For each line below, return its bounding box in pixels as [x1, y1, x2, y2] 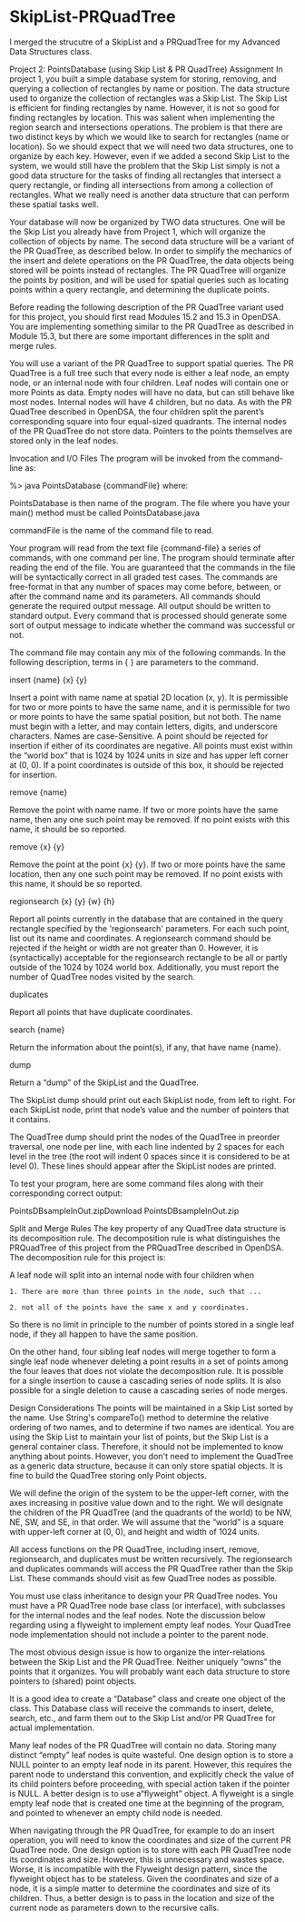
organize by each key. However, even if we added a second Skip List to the [9, 150, 290, 161]
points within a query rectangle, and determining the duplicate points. [9, 284, 270, 294]
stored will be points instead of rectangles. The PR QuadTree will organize [9, 264, 286, 275]
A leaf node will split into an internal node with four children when [9, 1270, 254, 1280]
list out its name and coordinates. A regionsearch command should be [9, 932, 271, 943]
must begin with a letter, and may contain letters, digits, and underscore [9, 721, 279, 732]
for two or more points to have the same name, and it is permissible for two [9, 702, 290, 712]
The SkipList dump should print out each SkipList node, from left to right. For [9, 1094, 297, 1105]
